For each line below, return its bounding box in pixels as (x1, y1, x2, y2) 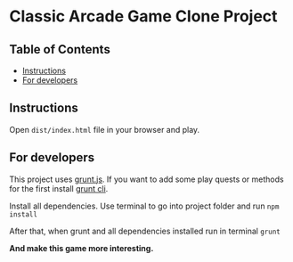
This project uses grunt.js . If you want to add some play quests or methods (9, 174, 284, 184)
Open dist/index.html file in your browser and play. (9, 124, 200, 135)
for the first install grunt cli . (9, 183, 109, 193)
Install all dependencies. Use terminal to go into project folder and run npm (9, 201, 280, 211)
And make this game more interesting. (9, 242, 154, 253)
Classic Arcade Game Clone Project (9, 6, 278, 27)
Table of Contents (9, 42, 111, 57)
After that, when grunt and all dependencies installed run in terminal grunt (9, 225, 281, 236)
